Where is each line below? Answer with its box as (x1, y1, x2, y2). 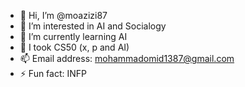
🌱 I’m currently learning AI (19, 31, 128, 42)
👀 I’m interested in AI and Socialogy (19, 20, 167, 32)
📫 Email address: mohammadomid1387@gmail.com (19, 53, 235, 64)
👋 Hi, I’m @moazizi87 (19, 10, 108, 21)
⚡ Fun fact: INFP (19, 68, 88, 79)
